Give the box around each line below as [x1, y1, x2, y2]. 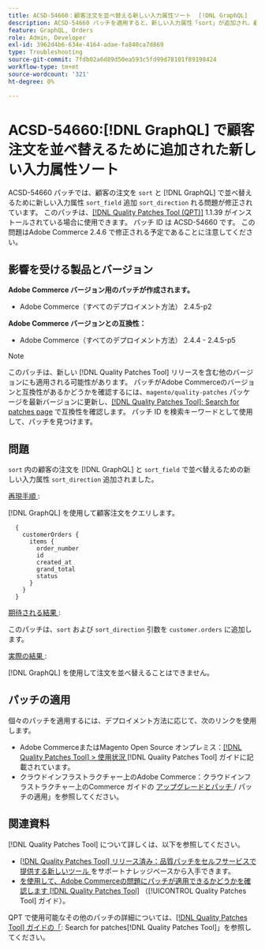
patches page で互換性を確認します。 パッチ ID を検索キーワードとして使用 [8, 407, 253, 417]
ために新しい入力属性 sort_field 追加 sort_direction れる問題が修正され [14, 198, 253, 208]
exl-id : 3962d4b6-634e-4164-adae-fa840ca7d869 [8, 41, 164, 49]
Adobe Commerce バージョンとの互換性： [8, 319, 147, 328]
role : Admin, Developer [8, 33, 87, 42]
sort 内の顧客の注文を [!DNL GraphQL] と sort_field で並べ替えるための [8, 465, 244, 474]
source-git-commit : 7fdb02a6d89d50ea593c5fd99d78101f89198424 [8, 56, 217, 64]
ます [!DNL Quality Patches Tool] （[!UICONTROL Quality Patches [33, 886, 247, 895]
